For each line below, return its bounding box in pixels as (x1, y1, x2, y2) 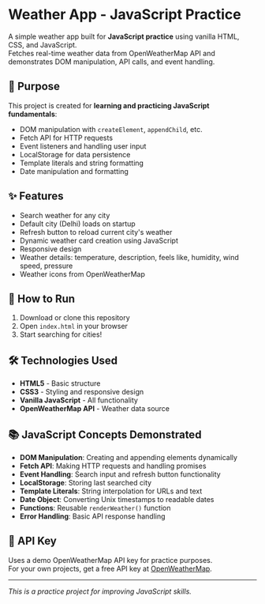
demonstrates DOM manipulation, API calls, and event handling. (8, 57, 215, 66)
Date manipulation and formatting (19, 166, 129, 176)
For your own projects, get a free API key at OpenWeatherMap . (8, 564, 213, 573)
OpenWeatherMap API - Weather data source (19, 404, 170, 413)
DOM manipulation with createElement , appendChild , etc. (19, 124, 203, 134)
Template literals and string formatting (19, 158, 144, 168)
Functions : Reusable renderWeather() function (19, 504, 171, 512)
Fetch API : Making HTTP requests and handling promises (19, 461, 207, 470)
